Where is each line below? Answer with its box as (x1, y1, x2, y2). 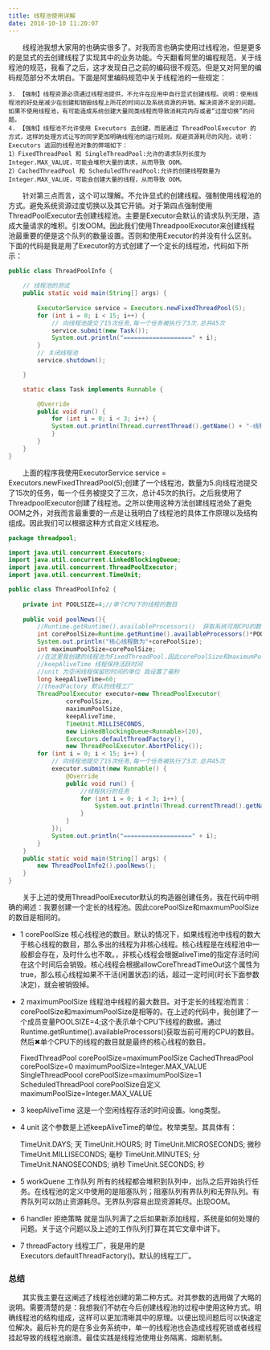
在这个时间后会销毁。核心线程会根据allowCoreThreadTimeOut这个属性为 (19, 959, 260, 969)
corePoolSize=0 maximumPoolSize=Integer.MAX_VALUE (19, 1062, 207, 1071)
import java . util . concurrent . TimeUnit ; (8, 571, 142, 579)
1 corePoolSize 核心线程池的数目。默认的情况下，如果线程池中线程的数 (19, 930, 255, 939)
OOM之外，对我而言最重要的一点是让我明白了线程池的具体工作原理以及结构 (8, 508, 259, 517)
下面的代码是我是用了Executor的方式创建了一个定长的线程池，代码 (8, 240, 228, 250)
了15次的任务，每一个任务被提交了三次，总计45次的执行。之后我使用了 (8, 488, 243, 497)
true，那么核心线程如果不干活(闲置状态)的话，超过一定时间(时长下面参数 (19, 970, 260, 979)
